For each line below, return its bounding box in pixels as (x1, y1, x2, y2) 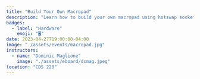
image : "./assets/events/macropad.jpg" (6, 42, 105, 48)
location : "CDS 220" (6, 64, 58, 70)
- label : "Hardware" (11, 25, 62, 31)
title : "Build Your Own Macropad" (6, 8, 92, 15)
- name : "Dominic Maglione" (11, 53, 82, 59)
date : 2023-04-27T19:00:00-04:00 (6, 36, 89, 42)
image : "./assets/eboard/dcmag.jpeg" (17, 58, 111, 64)
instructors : (6, 48, 39, 53)
